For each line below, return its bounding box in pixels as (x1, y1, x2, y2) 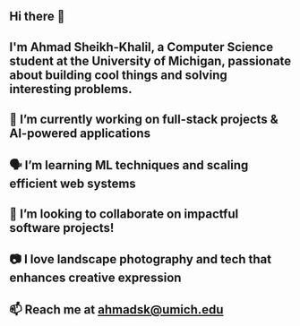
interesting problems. (9, 81, 133, 97)
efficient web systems (9, 176, 136, 191)
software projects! (9, 220, 115, 236)
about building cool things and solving (9, 67, 227, 82)
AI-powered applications (9, 126, 150, 142)
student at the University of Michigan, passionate (9, 53, 292, 68)
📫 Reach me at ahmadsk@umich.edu (9, 302, 224, 317)
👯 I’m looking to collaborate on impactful (9, 206, 239, 221)
